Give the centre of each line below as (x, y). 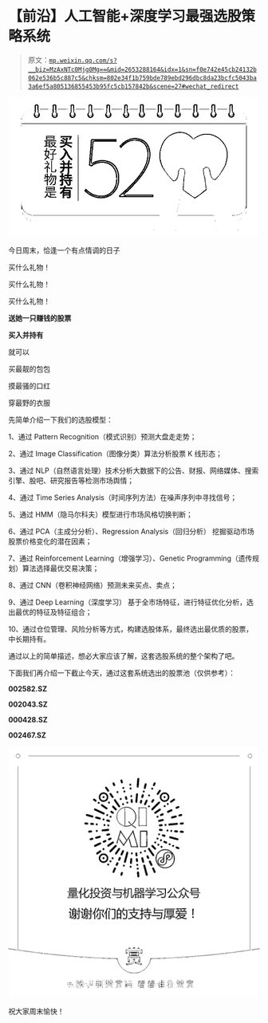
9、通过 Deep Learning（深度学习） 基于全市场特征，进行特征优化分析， (128, 602)
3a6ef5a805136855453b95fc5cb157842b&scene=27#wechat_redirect (133, 86)
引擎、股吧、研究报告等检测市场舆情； (71, 480)
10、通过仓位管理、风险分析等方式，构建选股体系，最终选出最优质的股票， (131, 629)
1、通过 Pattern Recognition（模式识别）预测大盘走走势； (102, 436)
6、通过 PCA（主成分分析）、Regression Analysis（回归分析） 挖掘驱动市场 (131, 531)
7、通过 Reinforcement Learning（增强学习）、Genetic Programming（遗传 (130, 558)
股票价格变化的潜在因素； (50, 541)
